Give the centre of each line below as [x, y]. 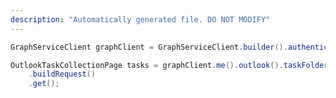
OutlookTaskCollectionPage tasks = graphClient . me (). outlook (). [147, 65]
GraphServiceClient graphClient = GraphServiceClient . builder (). [149, 47]
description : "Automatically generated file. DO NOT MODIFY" [140, 19]
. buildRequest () [62, 74]
